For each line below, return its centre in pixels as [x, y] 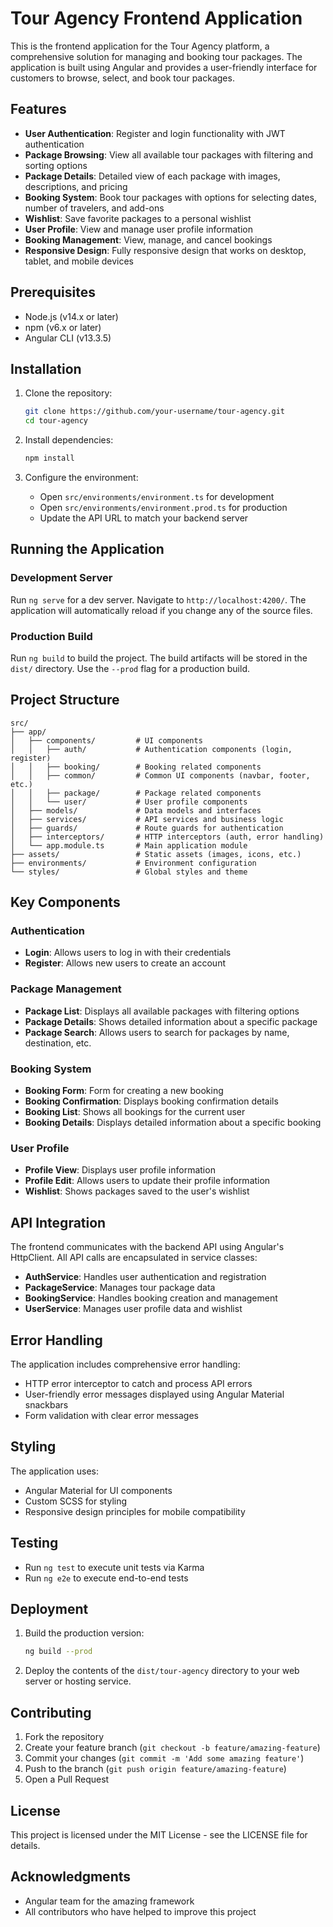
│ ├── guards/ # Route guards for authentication [147, 828]
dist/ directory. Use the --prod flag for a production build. [130, 668]
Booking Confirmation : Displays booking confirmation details [151, 1101]
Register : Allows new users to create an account [125, 963]
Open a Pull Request [67, 1779]
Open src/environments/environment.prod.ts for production [163, 507]
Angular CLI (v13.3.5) [68, 338]
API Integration [58, 1222]
